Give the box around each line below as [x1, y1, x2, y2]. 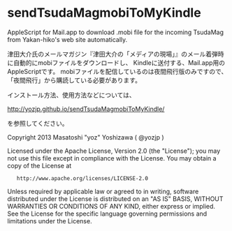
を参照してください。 [7, 119, 68, 127]
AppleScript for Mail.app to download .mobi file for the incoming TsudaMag [7, 28, 224, 36]
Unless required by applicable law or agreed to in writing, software [7, 187, 199, 195]
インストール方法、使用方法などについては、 [7, 91, 136, 99]
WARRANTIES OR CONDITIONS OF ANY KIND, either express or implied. [7, 202, 215, 210]
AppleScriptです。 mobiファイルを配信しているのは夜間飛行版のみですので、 [7, 67, 228, 75]
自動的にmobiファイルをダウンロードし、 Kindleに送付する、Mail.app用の [13, 58, 226, 67]
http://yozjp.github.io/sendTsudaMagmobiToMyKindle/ [7, 105, 165, 113]
